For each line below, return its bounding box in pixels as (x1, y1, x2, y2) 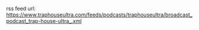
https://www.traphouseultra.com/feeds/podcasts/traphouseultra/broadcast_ (6, 11, 193, 18)
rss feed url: (6, 5, 36, 12)
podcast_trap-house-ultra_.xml (6, 18, 82, 24)
